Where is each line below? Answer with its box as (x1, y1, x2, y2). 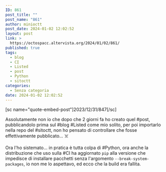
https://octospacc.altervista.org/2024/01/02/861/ (10, 41, 120, 46)
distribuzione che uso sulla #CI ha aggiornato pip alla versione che (5, 150, 146, 156)
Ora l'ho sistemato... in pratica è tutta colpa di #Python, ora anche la (5, 145, 149, 151)
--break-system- (114, 156, 150, 162)
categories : (5, 83, 31, 88)
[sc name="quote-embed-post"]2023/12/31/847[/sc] (5, 106, 117, 112)
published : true (5, 45, 40, 50)
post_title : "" (5, 12, 38, 17)
